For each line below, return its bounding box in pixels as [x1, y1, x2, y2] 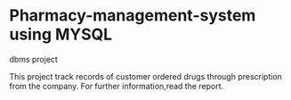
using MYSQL [9, 24, 113, 45]
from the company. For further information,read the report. [9, 80, 224, 91]
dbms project [9, 54, 58, 64]
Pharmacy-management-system [9, 5, 256, 26]
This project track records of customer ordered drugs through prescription [9, 71, 283, 81]
